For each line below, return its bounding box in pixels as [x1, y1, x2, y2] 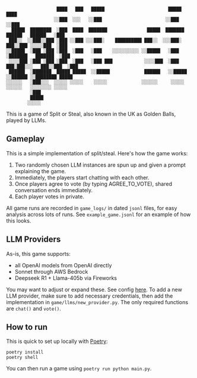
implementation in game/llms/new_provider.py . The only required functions [6, 298, 189, 305]
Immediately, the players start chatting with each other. [14, 174, 150, 181]
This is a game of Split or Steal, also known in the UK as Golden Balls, [6, 111, 176, 117]
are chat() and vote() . [6, 305, 61, 312]
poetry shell [6, 355, 39, 361]
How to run [6, 322, 48, 332]
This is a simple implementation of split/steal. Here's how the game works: [6, 149, 188, 157]
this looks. [6, 217, 31, 224]
